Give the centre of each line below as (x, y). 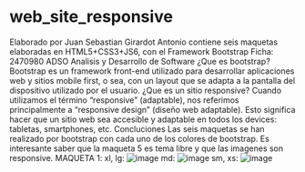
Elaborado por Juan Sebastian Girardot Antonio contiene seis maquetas (144, 42)
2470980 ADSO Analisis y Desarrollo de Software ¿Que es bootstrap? (140, 61)
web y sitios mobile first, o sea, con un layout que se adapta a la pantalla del (152, 80)
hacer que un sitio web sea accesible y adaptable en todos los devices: (143, 119)
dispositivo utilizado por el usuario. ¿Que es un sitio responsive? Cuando (146, 90)
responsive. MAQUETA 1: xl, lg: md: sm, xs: (124, 157)
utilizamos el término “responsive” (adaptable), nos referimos (124, 100)
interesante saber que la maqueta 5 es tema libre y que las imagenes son (147, 148)
